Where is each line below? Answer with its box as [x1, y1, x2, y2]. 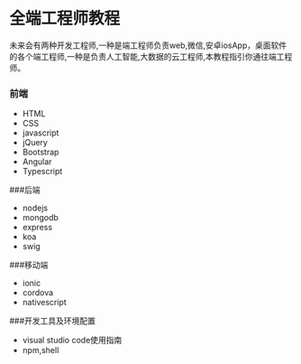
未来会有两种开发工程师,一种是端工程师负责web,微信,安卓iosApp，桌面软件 [9, 40, 287, 51]
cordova [22, 287, 54, 298]
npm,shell [22, 345, 59, 356]
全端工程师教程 [9, 8, 121, 29]
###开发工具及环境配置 [9, 315, 96, 326]
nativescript [22, 297, 67, 308]
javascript [22, 127, 59, 138]
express [22, 222, 52, 233]
